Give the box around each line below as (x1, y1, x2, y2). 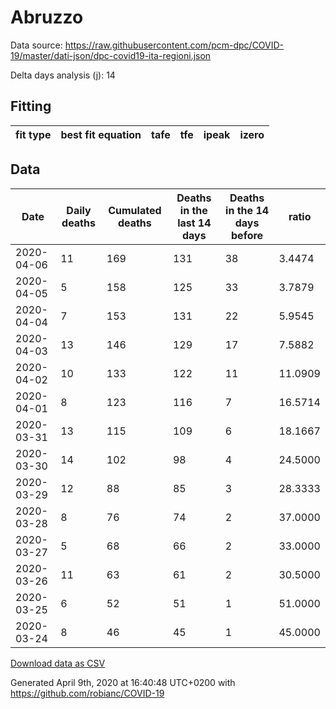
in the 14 (225, 203, 270, 217)
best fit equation (60, 127, 142, 141)
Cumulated (108, 203, 162, 217)
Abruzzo (10, 6, 84, 29)
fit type (15, 127, 52, 141)
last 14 (177, 216, 212, 230)
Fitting (10, 98, 52, 115)
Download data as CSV (10, 657, 106, 669)
